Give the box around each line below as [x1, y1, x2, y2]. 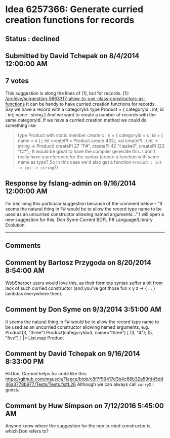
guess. [5, 387, 19, 393]
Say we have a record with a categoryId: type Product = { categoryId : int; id [5, 106, 164, 112]
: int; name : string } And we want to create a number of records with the [5, 111, 156, 117]
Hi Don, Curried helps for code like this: [5, 371, 88, 377]
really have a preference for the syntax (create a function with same [17, 153, 159, 160]
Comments [5, 241, 41, 250]
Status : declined [5, 34, 60, 43]
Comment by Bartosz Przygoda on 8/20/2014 [5, 258, 152, 267]
